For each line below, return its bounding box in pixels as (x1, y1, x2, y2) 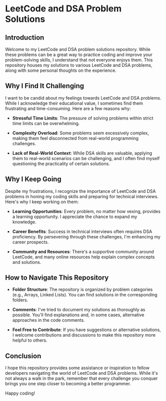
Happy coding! (5, 390, 36, 397)
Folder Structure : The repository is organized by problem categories (12, 286, 153, 292)
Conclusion (5, 351, 42, 360)
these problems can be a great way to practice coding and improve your (5, 52, 153, 57)
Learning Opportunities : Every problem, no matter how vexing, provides (12, 208, 161, 214)
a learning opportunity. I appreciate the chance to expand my (12, 214, 137, 220)
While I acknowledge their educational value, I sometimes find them (5, 100, 144, 106)
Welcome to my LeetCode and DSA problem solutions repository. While (5, 47, 151, 52)
